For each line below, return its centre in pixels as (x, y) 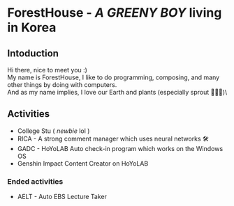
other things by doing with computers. (62, 85)
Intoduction (33, 53)
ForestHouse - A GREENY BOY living (115, 13)
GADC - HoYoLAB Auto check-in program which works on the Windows (120, 148)
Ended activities (35, 181)
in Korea (32, 27)
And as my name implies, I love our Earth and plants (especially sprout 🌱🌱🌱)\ (117, 92)
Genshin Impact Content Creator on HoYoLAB (83, 163)
